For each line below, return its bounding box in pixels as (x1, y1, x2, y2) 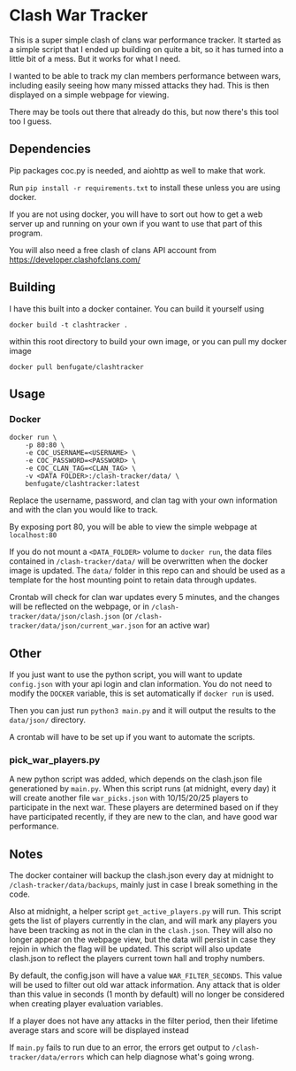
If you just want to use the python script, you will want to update (9, 669, 243, 680)
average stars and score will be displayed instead (9, 1025, 189, 1036)
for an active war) (145, 620, 210, 631)
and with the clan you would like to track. (9, 505, 159, 515)
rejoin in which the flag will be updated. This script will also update (9, 944, 252, 954)
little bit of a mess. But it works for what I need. (9, 53, 181, 64)
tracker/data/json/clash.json (9, 613, 121, 621)
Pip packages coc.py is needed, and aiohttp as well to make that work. (9, 165, 267, 175)
